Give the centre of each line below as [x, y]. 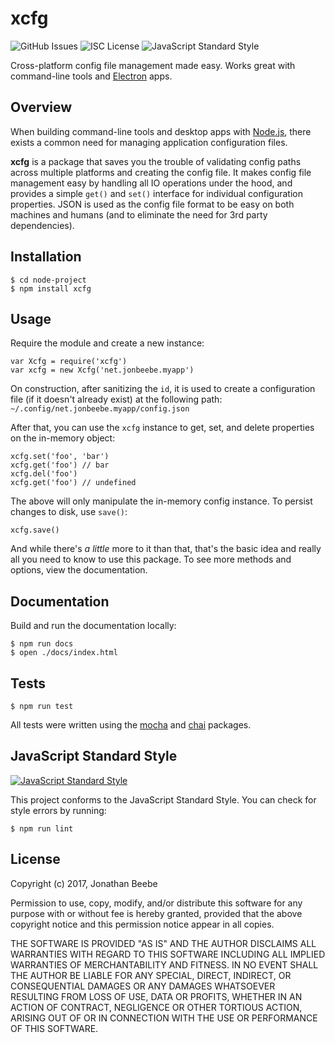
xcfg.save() [35, 530]
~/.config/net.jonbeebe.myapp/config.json [100, 409]
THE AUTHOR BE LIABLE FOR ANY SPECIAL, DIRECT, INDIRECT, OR [151, 975]
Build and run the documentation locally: [93, 626]
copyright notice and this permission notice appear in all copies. [142, 924]
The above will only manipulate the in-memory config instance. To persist [161, 501]
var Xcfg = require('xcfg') [69, 362]
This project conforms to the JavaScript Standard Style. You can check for [163, 799]
